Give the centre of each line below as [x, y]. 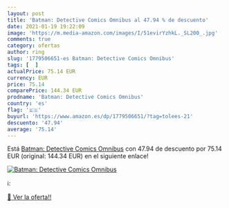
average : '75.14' [32, 129]
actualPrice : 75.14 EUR [42, 71]
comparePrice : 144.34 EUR [44, 91]
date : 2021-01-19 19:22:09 [46, 26]
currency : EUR [28, 78]
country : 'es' [28, 104]
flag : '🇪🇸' [24, 110]
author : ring [26, 53]
